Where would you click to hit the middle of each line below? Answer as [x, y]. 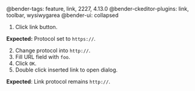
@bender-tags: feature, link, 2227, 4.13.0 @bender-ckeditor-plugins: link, [97, 9]
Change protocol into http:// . [53, 50]
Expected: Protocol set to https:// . [51, 39]
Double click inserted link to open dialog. [66, 70]
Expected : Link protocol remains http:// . [58, 82]
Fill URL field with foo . [43, 57]
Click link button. [36, 27]
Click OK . [26, 63]
